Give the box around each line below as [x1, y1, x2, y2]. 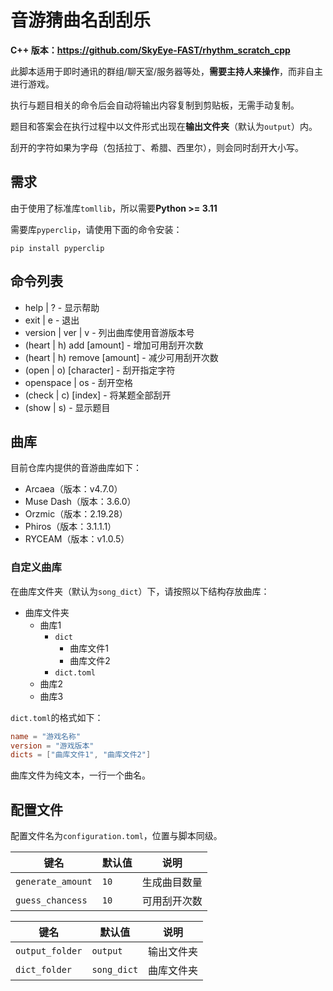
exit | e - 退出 [24, 314, 80, 326]
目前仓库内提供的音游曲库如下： [10, 462, 142, 474]
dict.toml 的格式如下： [10, 711, 104, 723]
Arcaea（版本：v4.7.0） [24, 483, 123, 495]
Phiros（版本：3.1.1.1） [24, 521, 117, 533]
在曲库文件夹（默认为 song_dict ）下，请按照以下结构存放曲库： [10, 585, 270, 597]
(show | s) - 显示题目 [24, 401, 111, 413]
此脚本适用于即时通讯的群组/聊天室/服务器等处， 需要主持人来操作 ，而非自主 [10, 65, 324, 77]
